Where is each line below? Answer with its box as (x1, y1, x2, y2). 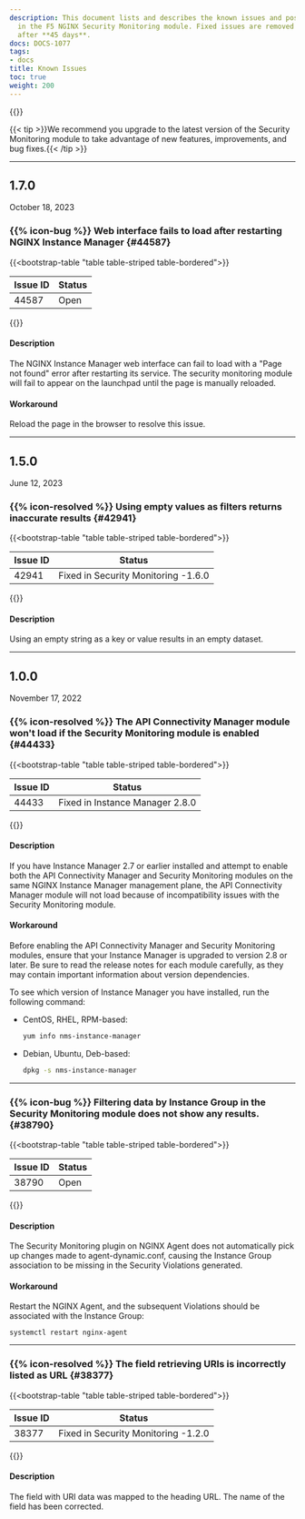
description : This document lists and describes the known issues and (9, 13, 282, 23)
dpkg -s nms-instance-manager (22, 1066, 138, 1075)
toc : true (9, 73, 47, 82)
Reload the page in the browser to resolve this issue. (9, 419, 206, 430)
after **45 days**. (17, 30, 92, 39)
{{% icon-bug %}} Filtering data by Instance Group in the (9, 1096, 266, 1109)
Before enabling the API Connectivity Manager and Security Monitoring (9, 939, 275, 951)
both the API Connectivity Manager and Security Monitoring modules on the (9, 870, 293, 881)
